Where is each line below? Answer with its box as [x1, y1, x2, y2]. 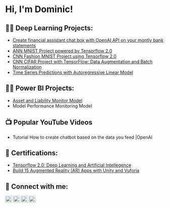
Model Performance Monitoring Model [12, 103, 92, 109]
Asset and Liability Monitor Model [12, 97, 83, 103]
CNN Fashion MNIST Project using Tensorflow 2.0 [12, 53, 117, 59]
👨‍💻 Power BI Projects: [5, 84, 75, 93]
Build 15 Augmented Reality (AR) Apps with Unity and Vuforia [12, 168, 140, 174]
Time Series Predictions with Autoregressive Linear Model [12, 69, 134, 75]
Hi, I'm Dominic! [5, 4, 73, 15]
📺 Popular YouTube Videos [5, 118, 92, 127]
